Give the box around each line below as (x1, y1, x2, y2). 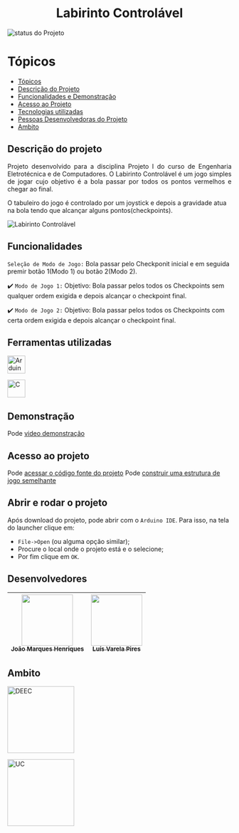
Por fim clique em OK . (17, 552, 80, 560)
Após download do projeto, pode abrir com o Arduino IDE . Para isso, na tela (7, 515, 230, 524)
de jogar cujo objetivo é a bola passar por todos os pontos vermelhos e (7, 177, 232, 186)
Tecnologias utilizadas (17, 107, 83, 115)
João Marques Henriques (11, 645, 84, 653)
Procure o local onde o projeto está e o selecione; (17, 545, 164, 553)
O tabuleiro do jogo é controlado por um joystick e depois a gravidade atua (7, 198, 227, 207)
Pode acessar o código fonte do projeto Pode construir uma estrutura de (7, 468, 221, 477)
